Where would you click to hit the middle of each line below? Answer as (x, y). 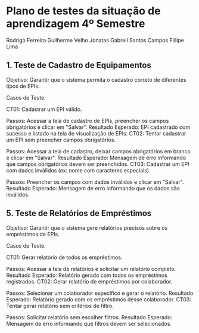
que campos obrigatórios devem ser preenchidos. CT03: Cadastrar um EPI (98, 164)
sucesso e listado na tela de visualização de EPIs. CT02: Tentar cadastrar (96, 133)
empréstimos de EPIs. (33, 234)
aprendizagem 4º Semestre (76, 24)
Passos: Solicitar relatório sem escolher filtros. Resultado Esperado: (89, 317)
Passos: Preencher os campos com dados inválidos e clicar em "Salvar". (95, 182)
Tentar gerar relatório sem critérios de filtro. (60, 306)
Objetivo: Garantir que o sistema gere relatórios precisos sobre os (87, 227)
